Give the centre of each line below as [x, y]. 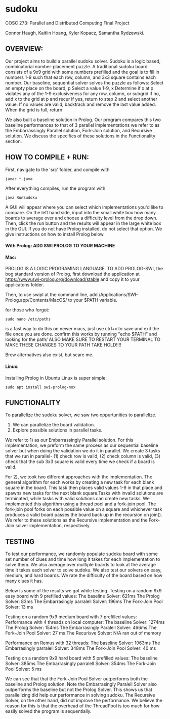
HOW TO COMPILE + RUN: [47, 157]
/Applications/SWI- [118, 295]
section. [14, 141]
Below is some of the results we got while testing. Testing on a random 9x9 [83, 591]
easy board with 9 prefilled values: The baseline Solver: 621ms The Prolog [82, 596]
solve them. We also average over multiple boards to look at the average [80, 565]
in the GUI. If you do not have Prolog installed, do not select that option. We [84, 228]
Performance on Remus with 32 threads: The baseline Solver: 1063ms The [83, 643]
